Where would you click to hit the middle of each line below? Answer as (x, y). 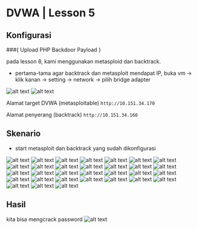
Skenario (24, 134)
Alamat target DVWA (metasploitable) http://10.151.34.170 (81, 103)
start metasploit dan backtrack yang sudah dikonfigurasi (85, 148)
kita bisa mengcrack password (45, 219)
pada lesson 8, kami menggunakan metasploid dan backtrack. (84, 61)
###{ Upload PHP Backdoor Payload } (54, 50)
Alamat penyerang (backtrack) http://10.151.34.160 (72, 114)
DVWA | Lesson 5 (51, 13)
